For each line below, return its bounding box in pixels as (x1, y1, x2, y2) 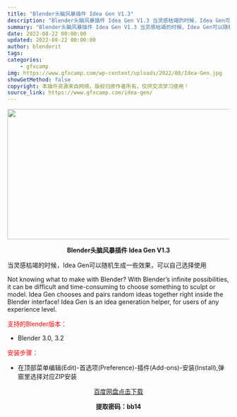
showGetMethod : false (7, 76, 71, 83)
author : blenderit (7, 43, 61, 50)
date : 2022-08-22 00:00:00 (7, 30, 87, 37)
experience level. (7, 305, 58, 314)
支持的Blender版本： (7, 319, 67, 329)
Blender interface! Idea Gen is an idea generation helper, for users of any (7, 298, 219, 306)
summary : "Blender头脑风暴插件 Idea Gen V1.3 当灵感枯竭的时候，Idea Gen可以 (7, 23, 224, 30)
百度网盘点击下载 (94, 387, 143, 396)
